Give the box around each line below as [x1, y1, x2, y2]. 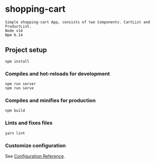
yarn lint [5, 131, 26, 136]
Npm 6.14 [5, 32, 23, 37]
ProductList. [5, 24, 32, 29]
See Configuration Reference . [5, 153, 65, 159]
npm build [5, 108, 26, 113]
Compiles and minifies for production [5, 97, 96, 104]
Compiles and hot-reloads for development [5, 70, 110, 77]
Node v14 [5, 28, 23, 33]
